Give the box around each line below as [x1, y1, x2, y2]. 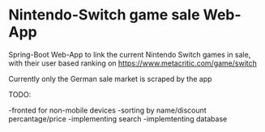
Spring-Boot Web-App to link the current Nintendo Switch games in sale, [8, 49, 251, 59]
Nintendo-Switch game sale [8, 6, 200, 24]
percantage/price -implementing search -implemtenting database [8, 113, 228, 123]
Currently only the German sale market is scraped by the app [8, 74, 212, 83]
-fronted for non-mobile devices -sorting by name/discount [8, 105, 207, 115]
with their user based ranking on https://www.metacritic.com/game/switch [8, 58, 258, 68]
